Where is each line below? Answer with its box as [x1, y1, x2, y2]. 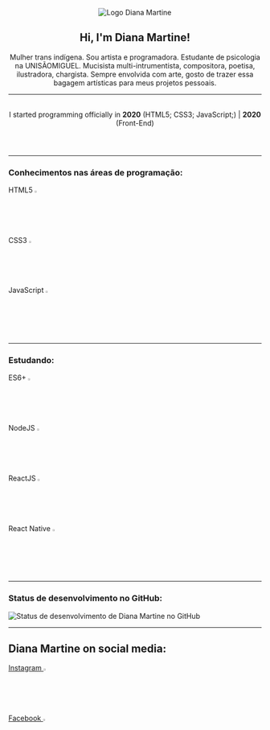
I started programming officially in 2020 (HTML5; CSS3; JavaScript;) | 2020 [9, 109, 261, 119]
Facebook [8, 713, 42, 724]
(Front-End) [116, 118, 154, 128]
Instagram [8, 663, 42, 673]
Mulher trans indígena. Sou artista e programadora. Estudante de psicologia [9, 52, 261, 62]
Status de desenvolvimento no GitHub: [8, 592, 163, 604]
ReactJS [8, 473, 36, 483]
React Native [8, 523, 51, 533]
